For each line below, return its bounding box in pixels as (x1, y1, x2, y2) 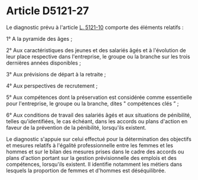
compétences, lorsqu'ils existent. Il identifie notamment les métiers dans (6, 160, 182, 168)
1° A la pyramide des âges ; (6, 35, 73, 42)
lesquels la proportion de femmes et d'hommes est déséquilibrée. (6, 167, 167, 174)
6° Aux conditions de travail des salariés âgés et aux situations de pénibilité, (6, 111, 191, 118)
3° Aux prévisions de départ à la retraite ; (6, 70, 106, 78)
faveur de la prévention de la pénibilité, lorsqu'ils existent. (6, 124, 147, 131)
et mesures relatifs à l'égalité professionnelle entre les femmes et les (6, 142, 173, 149)
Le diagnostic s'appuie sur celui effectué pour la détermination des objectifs (6, 135, 192, 143)
